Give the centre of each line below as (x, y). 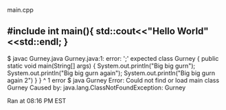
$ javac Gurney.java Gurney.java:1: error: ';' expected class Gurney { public (113, 58)
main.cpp (20, 10)
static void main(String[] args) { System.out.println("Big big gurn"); (101, 66)
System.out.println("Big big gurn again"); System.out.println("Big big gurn (111, 73)
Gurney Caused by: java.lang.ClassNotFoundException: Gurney (97, 87)
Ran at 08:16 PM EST (37, 100)
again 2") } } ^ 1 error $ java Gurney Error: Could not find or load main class (113, 80)
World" (193, 31)
